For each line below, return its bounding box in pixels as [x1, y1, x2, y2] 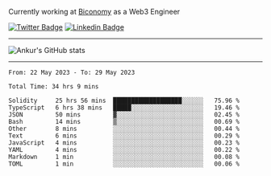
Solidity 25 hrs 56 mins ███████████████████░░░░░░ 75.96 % [8, 96, 240, 104]
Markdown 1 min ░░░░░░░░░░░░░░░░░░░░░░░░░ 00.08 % [8, 153, 240, 161]
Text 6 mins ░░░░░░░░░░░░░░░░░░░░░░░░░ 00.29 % [8, 132, 240, 140]
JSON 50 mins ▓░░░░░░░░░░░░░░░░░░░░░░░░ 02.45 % [8, 111, 240, 119]
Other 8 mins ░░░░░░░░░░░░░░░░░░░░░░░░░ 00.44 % [8, 125, 240, 133]
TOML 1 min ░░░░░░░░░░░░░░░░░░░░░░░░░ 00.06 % [8, 160, 240, 168]
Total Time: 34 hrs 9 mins [8, 83, 99, 91]
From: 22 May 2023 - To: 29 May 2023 [8, 68, 135, 76]
